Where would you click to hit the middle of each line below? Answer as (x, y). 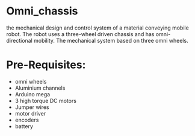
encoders (27, 120)
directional (20, 40)
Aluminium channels (40, 88)
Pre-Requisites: (46, 65)
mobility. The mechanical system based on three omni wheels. (111, 40)
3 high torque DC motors (46, 100)
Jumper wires (32, 107)
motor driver (30, 113)
